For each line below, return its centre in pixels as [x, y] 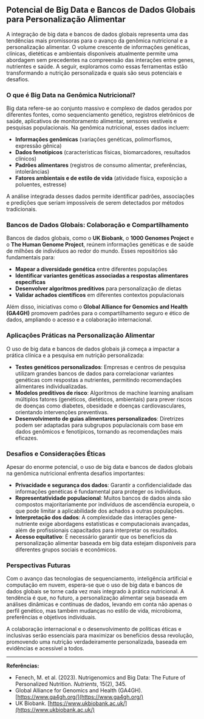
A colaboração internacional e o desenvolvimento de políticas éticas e [94, 629]
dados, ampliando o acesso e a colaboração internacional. [79, 320]
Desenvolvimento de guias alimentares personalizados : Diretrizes [99, 418]
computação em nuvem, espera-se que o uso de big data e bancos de [94, 585]
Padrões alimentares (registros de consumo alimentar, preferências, [101, 165]
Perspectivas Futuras [39, 565]
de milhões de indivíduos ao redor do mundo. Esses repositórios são [92, 251]
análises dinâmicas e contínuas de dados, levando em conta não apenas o [99, 604]
